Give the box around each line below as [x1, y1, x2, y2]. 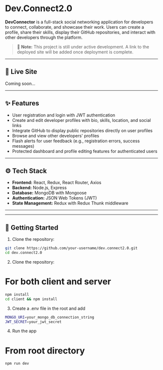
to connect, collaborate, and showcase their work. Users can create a [5, 24, 145, 30]
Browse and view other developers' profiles [12, 133, 99, 138]
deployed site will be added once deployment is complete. [16, 49, 133, 55]
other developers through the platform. [5, 34, 83, 40]
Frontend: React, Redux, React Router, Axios [12, 180, 102, 185]
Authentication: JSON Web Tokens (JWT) [12, 195, 97, 201]
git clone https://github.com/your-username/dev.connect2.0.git [5, 246, 138, 251]
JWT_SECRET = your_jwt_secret [5, 319, 62, 324]
